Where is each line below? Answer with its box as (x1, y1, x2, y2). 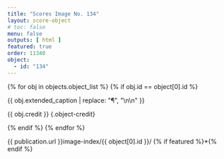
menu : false (7, 30, 42, 37)
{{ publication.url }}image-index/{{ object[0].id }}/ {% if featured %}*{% (7, 137, 218, 146)
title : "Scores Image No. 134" (7, 10, 100, 18)
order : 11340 (7, 50, 46, 57)
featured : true (7, 43, 52, 50)
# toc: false (7, 23, 46, 30)
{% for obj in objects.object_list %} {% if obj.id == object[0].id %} (7, 82, 199, 90)
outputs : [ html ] (7, 37, 61, 44)
